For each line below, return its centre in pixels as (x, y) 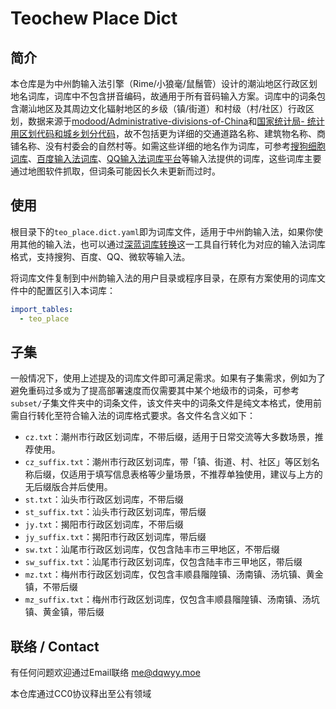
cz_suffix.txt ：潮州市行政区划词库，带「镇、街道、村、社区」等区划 (168, 462)
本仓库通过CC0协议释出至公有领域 (81, 694)
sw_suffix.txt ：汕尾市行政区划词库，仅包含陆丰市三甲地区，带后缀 (163, 562)
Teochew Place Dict (94, 18)
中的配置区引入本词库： (67, 290)
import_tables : (42, 309)
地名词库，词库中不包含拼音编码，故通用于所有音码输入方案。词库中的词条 (163, 96)
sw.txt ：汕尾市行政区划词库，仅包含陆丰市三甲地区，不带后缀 (152, 549)
